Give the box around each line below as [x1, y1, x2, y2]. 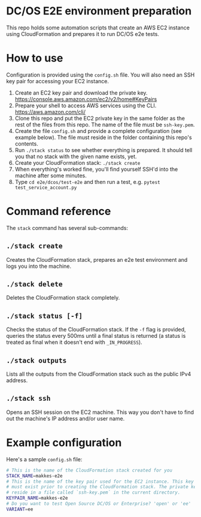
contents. [14, 140, 39, 147]
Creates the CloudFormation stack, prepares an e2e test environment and [6, 256, 188, 263]
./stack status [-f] [6, 312, 83, 320]
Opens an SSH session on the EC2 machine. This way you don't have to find [6, 409, 194, 416]
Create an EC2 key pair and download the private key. [14, 89, 148, 96]
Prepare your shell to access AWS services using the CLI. [14, 102, 157, 109]
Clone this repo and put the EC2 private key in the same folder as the [14, 114, 185, 122]
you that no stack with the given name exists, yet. [14, 153, 137, 160]
